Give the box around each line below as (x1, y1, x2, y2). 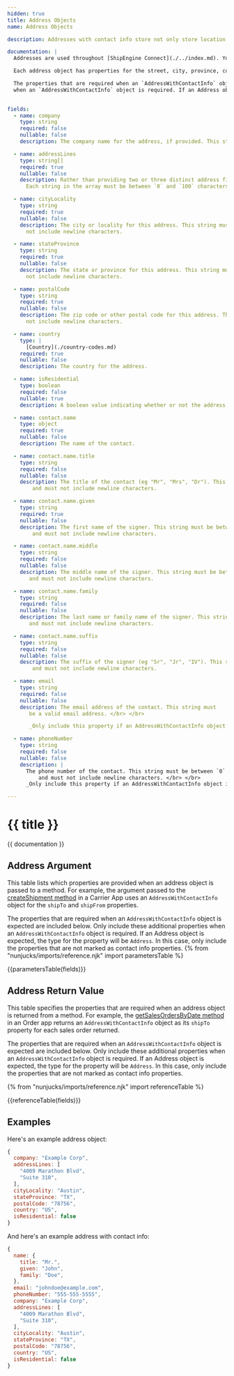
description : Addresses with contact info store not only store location (7, 36, 226, 43)
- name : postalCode (13, 285, 70, 293)
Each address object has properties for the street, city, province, (13, 68, 219, 75)
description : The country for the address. (19, 363, 148, 370)
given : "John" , (19, 1265, 64, 1272)
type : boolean (19, 382, 61, 389)
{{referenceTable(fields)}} (7, 1096, 81, 1104)
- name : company (13, 112, 61, 119)
